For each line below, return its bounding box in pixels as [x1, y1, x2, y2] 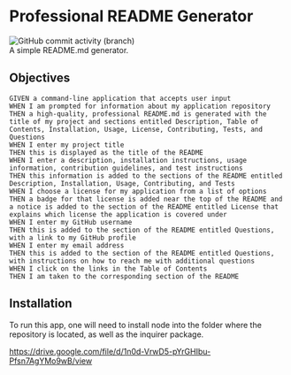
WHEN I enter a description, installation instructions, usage [9, 156, 248, 165]
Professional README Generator [9, 6, 254, 27]
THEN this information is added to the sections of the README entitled [9, 171, 283, 180]
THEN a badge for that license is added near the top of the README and [9, 195, 283, 203]
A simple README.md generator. [9, 44, 129, 55]
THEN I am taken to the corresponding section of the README [9, 272, 240, 280]
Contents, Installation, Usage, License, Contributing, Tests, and [9, 125, 264, 134]
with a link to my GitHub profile [9, 233, 137, 242]
